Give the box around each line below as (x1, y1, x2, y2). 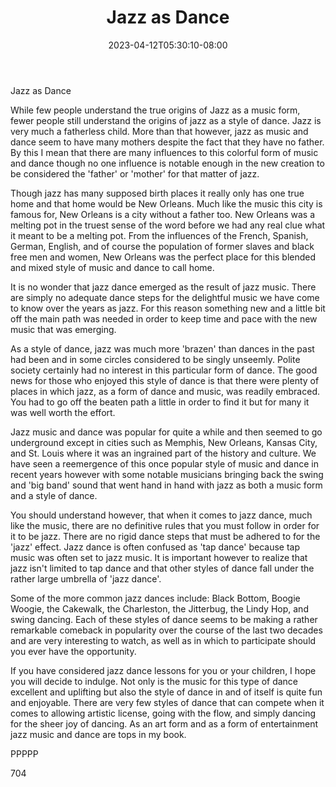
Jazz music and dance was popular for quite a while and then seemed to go (10, 426, 323, 438)
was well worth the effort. (10, 406, 116, 418)
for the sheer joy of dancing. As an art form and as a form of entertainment (10, 717, 319, 730)
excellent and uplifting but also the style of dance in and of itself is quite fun (10, 686, 323, 698)
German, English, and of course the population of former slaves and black (10, 240, 315, 252)
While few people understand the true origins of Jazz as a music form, (10, 104, 301, 116)
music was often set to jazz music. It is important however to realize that (10, 551, 308, 563)
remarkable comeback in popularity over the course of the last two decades (10, 624, 323, 636)
